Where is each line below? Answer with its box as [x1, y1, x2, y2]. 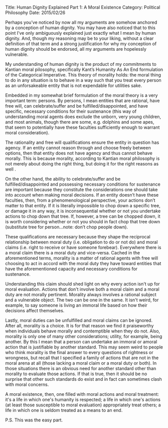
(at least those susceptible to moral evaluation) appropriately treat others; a [5, 402, 161, 408]
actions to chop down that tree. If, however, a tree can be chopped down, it [5, 213, 160, 219]
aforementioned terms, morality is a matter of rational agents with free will [5, 255, 158, 261]
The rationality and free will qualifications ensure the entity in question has [5, 139, 159, 145]
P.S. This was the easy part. [5, 417, 63, 423]
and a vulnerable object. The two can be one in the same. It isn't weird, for [5, 297, 159, 303]
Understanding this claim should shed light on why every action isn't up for [5, 281, 160, 287]
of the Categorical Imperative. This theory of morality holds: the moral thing [5, 72, 161, 77]
